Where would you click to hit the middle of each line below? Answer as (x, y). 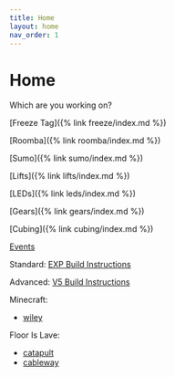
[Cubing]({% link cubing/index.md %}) (82, 229)
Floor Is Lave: (35, 335)
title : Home (32, 18)
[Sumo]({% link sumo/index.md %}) (77, 158)
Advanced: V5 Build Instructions (70, 282)
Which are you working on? (61, 105)
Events (22, 246)
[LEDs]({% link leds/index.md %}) (73, 194)
